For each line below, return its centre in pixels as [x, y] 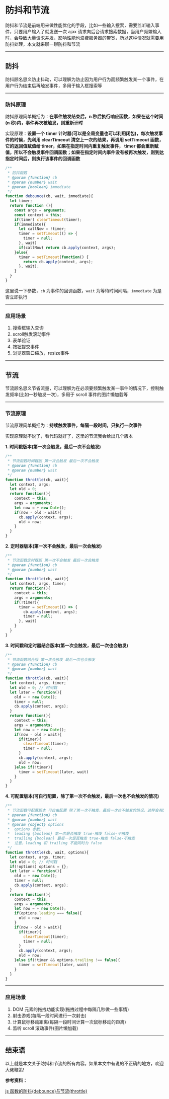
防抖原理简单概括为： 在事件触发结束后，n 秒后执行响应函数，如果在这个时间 [84, 117]
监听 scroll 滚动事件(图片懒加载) [45, 1028]
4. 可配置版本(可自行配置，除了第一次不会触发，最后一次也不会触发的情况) [82, 796]
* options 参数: [25, 829]
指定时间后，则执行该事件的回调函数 [43, 159]
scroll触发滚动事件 [31, 334]
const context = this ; [38, 215]
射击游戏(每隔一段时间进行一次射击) [50, 1015]
